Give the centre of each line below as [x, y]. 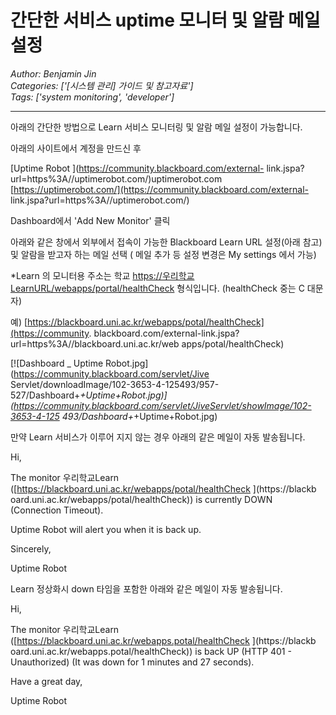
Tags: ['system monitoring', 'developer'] [92, 97]
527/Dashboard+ [45, 395]
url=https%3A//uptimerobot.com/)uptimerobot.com [116, 178]
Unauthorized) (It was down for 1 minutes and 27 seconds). [132, 662]
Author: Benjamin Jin [53, 73]
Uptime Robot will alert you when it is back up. [106, 529]
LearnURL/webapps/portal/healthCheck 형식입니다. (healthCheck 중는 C [157, 288]
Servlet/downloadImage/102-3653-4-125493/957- [115, 384]
